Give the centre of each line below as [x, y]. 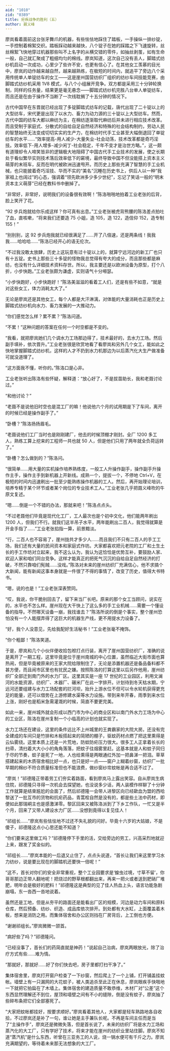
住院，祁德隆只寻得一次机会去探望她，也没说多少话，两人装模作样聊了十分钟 [85, 785]
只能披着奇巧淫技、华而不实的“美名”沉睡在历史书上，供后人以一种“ [88, 171]
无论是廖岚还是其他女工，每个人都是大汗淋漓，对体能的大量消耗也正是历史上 [85, 299]
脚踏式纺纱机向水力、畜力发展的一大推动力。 [52, 306]
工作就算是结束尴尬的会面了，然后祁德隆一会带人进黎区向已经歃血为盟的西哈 [85, 791]
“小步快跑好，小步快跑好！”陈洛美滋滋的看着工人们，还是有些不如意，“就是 [83, 282]
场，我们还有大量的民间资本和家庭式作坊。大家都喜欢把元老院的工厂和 [78, 546]
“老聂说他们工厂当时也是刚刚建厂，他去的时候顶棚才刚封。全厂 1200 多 [79, 435]
